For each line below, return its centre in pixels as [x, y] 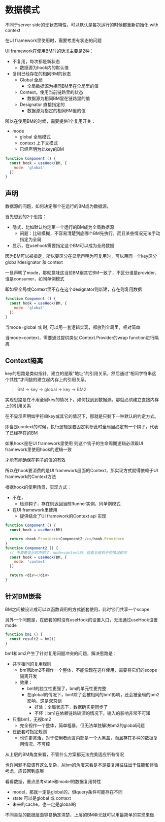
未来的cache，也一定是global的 [44, 804]
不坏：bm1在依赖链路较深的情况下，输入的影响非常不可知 [92, 713]
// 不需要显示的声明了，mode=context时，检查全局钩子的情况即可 [68, 552]
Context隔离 [24, 360]
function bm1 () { [24, 634]
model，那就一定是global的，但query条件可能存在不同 [67, 792]
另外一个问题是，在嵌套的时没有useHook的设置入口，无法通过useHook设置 [82, 619]
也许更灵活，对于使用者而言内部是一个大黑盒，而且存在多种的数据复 [89, 738]
